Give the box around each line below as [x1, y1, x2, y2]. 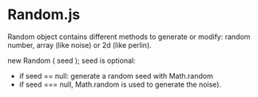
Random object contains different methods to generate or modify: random [7, 32, 251, 41]
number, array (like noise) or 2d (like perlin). [7, 40, 153, 49]
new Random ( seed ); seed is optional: [7, 56, 137, 65]
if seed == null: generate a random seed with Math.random [18, 71, 213, 80]
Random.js [7, 6, 81, 24]
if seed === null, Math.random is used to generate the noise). [18, 80, 221, 89]
